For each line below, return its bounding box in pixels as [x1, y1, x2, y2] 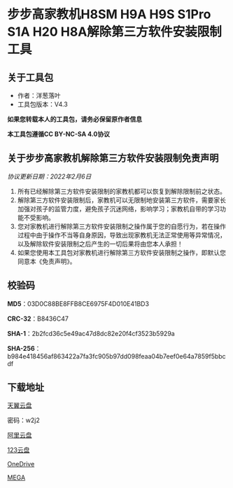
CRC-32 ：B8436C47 [7, 314, 69, 323]
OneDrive [7, 460, 35, 468]
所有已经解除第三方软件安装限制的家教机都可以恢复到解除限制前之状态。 [17, 187, 226, 195]
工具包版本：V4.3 [17, 100, 68, 109]
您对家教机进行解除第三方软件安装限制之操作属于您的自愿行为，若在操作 [17, 222, 226, 230]
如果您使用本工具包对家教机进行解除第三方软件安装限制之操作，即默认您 [17, 248, 226, 256]
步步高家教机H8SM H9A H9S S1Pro [7, 6, 211, 22]
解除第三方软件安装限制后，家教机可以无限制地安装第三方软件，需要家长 [17, 195, 226, 204]
